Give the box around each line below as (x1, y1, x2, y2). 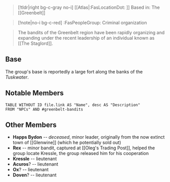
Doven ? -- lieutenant (12, 172, 57, 178)
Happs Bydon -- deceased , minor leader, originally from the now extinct (12, 134, 165, 140)
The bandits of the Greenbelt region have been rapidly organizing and (17, 30, 165, 35)
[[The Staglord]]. (17, 40, 54, 46)
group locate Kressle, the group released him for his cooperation (12, 150, 149, 157)
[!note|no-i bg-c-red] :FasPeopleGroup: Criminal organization (17, 20, 147, 25)
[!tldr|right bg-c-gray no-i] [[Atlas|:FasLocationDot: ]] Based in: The (17, 5, 160, 10)
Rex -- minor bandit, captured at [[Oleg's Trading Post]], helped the (12, 145, 155, 151)
